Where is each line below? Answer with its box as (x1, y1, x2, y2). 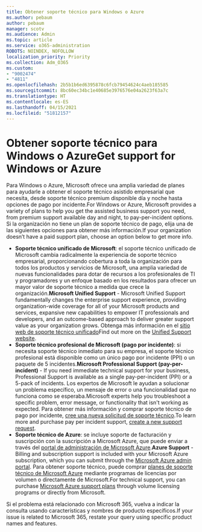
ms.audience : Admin (6, 31, 55, 37)
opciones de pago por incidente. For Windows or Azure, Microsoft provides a (6, 201, 197, 209)
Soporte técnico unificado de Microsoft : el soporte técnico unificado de (14, 245, 196, 252)
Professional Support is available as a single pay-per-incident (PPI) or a (14, 373, 192, 381)
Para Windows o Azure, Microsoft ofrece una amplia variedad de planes (6, 182, 185, 189)
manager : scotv (6, 25, 45, 32)
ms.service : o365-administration (6, 43, 90, 49)
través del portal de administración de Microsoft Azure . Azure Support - (14, 444, 194, 451)
